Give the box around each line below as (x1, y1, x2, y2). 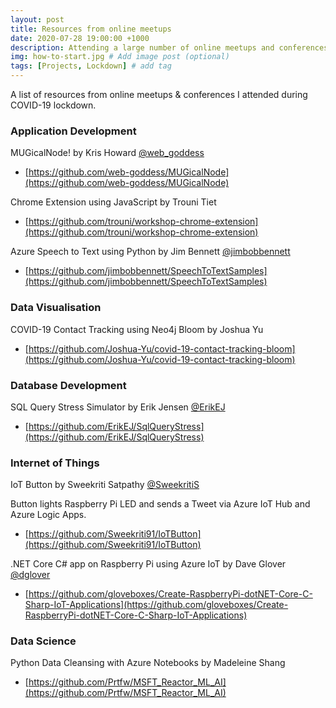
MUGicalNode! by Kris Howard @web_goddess (10, 147, 205, 159)
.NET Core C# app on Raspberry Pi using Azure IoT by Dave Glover (10, 558, 287, 570)
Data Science (10, 634, 77, 648)
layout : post (10, 14, 65, 25)
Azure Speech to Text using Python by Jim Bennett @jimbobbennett (10, 246, 291, 258)
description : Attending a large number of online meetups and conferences (10, 42, 329, 53)
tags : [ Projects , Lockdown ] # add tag (10, 61, 172, 71)
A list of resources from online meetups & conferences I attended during (10, 89, 308, 100)
